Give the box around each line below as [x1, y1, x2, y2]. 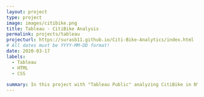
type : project [6, 14, 42, 20]
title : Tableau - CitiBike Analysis [6, 25, 99, 32]
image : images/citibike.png [6, 20, 78, 26]
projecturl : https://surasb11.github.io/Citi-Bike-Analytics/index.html [6, 37, 194, 43]
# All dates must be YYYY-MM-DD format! [6, 43, 110, 49]
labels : [6, 54, 26, 60]
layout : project [6, 8, 47, 15]
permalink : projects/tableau [6, 31, 80, 37]
